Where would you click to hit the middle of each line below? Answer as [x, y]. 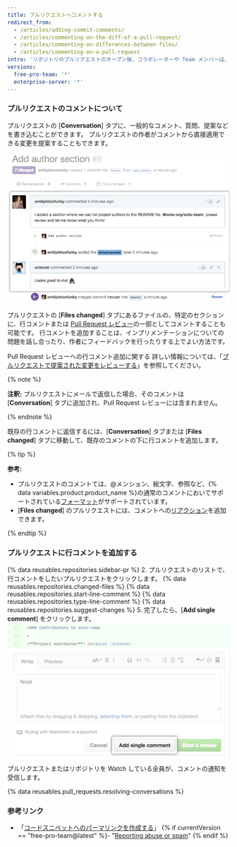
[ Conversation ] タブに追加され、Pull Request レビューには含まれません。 [115, 403]
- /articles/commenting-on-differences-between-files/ [96, 45]
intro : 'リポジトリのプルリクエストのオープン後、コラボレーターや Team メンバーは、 [119, 60]
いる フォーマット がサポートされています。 [110, 501]
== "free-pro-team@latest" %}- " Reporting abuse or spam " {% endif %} [123, 836]
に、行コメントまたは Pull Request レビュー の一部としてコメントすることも [116, 324]
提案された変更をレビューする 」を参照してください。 [128, 365]
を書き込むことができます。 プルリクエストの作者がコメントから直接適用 [113, 134]
